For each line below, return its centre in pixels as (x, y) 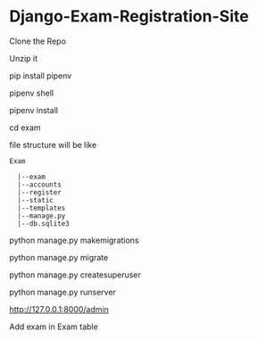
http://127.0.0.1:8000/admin (59, 309)
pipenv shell (32, 93)
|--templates (42, 208)
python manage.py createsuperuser (75, 275)
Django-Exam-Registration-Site (129, 17)
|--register (40, 192)
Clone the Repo (38, 41)
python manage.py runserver (62, 292)
